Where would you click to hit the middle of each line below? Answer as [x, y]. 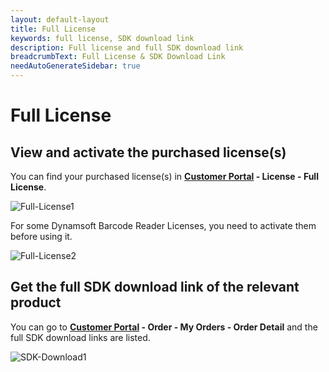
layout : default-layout [60, 19]
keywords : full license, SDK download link [102, 38]
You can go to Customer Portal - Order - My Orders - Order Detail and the [164, 327]
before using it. [41, 236]
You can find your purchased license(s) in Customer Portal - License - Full [164, 176]
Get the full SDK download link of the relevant [155, 287]
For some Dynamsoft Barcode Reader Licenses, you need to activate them [163, 225]
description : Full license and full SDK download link [127, 47]
